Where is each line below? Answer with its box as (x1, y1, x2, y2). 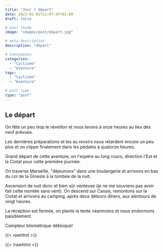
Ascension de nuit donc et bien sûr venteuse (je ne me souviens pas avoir (5, 182, 154, 189)
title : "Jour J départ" (5, 7, 54, 12)
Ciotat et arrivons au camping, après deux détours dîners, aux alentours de (5, 193, 157, 199)
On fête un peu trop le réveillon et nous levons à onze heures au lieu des (5, 124, 151, 130)
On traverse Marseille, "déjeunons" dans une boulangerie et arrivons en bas (5, 168, 159, 174)
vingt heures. (5, 198, 32, 204)
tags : (5, 70, 16, 75)
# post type (5, 88, 29, 93)
